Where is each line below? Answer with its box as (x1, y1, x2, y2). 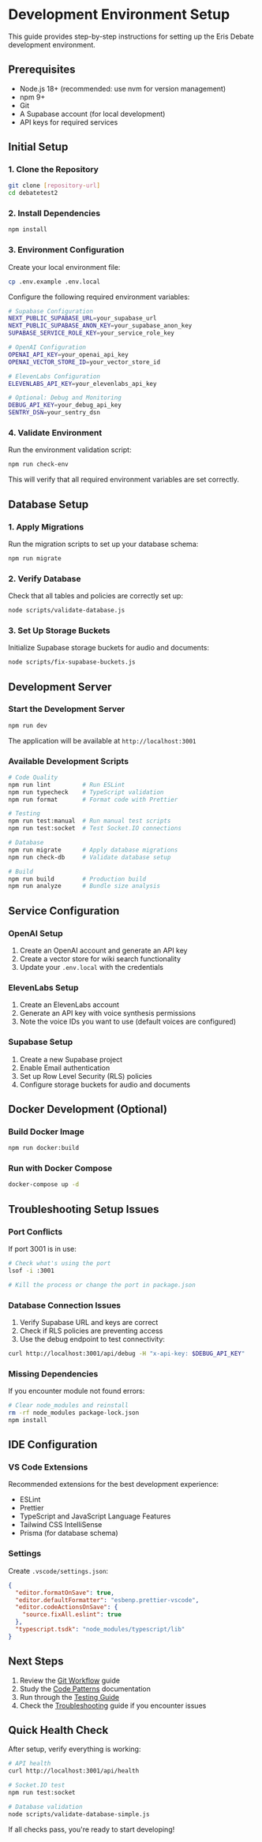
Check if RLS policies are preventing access (19, 1326, 163, 1335)
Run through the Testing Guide (19, 1692, 120, 1702)
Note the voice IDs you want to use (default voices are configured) (19, 1016, 237, 1027)
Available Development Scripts (8, 755, 129, 766)
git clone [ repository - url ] (8, 182, 101, 190)
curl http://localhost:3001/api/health (8, 1767, 140, 1775)
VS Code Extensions (8, 1462, 88, 1473)
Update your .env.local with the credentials (19, 963, 164, 972)
